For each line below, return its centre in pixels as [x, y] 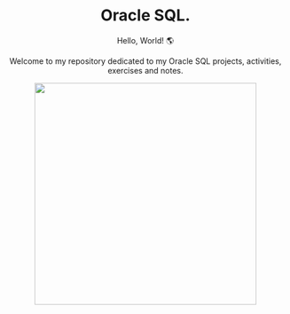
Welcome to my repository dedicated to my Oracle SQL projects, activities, [145, 61]
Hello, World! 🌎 [145, 40]
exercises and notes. [145, 70]
